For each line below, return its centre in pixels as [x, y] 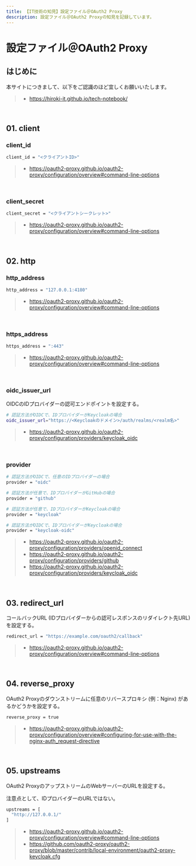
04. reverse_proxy [40, 684]
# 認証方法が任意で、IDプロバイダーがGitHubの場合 [61, 493]
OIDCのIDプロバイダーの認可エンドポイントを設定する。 [74, 404]
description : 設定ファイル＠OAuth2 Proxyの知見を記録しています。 [80, 17]
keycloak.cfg [45, 857]
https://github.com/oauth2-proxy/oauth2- [80, 844]
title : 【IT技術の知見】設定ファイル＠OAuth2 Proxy [64, 11]
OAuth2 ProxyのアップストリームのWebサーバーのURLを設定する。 [87, 785]
